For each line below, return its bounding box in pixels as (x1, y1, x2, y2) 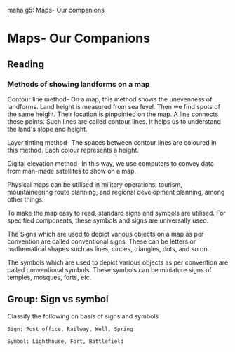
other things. (7, 195, 44, 204)
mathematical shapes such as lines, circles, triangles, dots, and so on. (7, 244, 209, 253)
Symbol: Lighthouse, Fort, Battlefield (7, 337, 124, 345)
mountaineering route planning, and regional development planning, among (7, 188, 225, 196)
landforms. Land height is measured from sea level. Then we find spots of (7, 102, 221, 111)
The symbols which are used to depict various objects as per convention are (7, 258, 229, 267)
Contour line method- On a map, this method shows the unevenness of (7, 94, 213, 104)
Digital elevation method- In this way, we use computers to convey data (7, 159, 214, 167)
